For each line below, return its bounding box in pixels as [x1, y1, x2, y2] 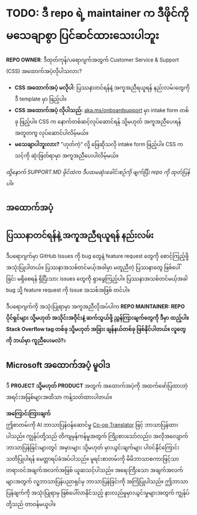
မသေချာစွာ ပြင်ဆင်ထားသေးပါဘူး [6, 29, 160, 42]
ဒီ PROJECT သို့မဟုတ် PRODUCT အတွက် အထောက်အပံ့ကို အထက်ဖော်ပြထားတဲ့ [6, 382, 188, 389]
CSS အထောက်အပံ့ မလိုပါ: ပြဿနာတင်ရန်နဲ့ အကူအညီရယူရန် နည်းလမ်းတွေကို [14, 84, 190, 91]
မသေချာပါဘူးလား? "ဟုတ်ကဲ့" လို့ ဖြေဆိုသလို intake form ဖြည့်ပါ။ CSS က [14, 140, 184, 147]
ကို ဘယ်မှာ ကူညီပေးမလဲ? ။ [6, 337, 66, 344]
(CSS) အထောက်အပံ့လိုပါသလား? [6, 67, 82, 74]
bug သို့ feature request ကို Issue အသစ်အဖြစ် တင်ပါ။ [6, 286, 130, 293]
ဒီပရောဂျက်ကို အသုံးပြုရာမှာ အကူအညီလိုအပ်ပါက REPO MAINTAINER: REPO [6, 303, 185, 310]
